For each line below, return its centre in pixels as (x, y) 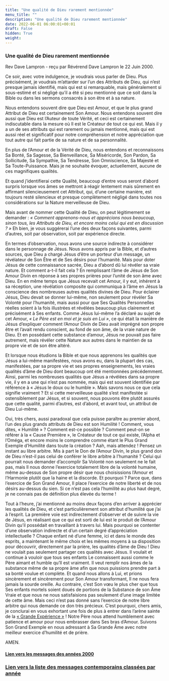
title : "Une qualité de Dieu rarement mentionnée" (60, 10)
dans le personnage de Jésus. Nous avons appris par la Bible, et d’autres (81, 249)
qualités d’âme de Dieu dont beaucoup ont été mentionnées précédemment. (84, 371)
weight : (13, 38)
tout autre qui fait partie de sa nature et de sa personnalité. (66, 140)
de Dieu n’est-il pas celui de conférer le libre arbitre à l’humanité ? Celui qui (83, 456)
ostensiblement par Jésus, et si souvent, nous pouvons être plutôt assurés (82, 398)
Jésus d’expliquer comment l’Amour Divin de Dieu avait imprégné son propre (85, 324)
